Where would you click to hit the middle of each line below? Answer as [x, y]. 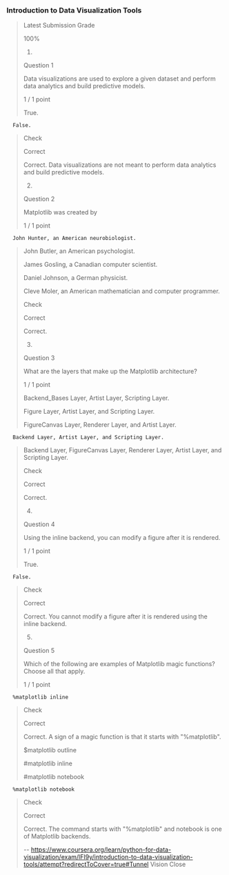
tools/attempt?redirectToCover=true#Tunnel [86, 865]
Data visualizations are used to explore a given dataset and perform [119, 79]
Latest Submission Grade [59, 26]
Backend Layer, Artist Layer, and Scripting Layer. [89, 437]
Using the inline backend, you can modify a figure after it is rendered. [122, 538]
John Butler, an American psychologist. [79, 251]
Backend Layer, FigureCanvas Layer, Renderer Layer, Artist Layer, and [122, 450]
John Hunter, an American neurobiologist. [74, 239]
